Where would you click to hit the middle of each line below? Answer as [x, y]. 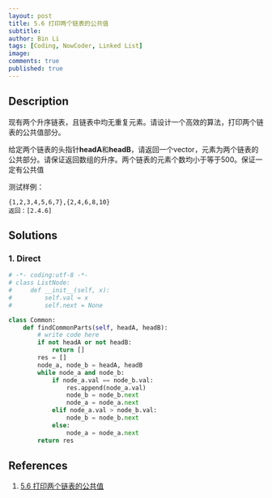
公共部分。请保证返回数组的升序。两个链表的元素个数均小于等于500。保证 [132, 160]
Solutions [33, 235]
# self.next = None [56, 305]
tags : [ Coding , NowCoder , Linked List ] [76, 46]
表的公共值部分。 [37, 132]
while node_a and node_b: [81, 372]
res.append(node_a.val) [106, 388]
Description [38, 102]
